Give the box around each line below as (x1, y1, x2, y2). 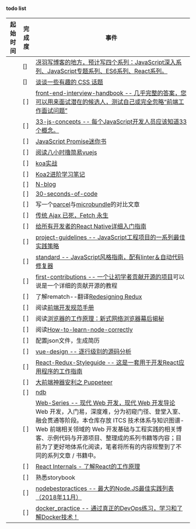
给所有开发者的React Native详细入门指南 (36, 223, 147, 231)
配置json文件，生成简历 (36, 337, 100, 345)
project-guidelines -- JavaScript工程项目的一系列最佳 (36, 233, 185, 241)
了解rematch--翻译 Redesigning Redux (36, 293, 142, 301)
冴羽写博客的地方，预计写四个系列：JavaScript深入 (36, 59, 176, 67)
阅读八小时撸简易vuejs (36, 148, 97, 156)
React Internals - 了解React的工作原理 (36, 463, 141, 471)
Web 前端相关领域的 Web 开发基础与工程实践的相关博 (36, 425, 183, 434)
